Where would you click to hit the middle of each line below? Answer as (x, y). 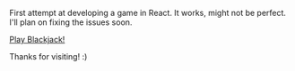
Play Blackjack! (37, 39)
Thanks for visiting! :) (48, 56)
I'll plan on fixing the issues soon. (71, 22)
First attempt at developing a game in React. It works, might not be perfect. (148, 13)
